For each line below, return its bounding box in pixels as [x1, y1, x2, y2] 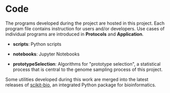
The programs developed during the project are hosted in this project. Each [5, 20, 165, 26]
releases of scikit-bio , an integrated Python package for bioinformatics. [5, 82, 157, 88]
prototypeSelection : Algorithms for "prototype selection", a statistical [12, 61, 161, 67]
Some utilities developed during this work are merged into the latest [5, 76, 149, 82]
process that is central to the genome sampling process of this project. [12, 66, 163, 72]
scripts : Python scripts [12, 41, 62, 47]
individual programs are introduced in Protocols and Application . [5, 31, 144, 37]
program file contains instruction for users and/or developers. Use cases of [5, 25, 165, 31]
